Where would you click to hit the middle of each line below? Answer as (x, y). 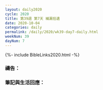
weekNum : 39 (17, 37)
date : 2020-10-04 (22, 23)
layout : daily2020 (23, 9)
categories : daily (23, 28)
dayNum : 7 (15, 41)
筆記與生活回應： (25, 82)
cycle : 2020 (17, 14)
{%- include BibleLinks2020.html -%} (42, 55)
